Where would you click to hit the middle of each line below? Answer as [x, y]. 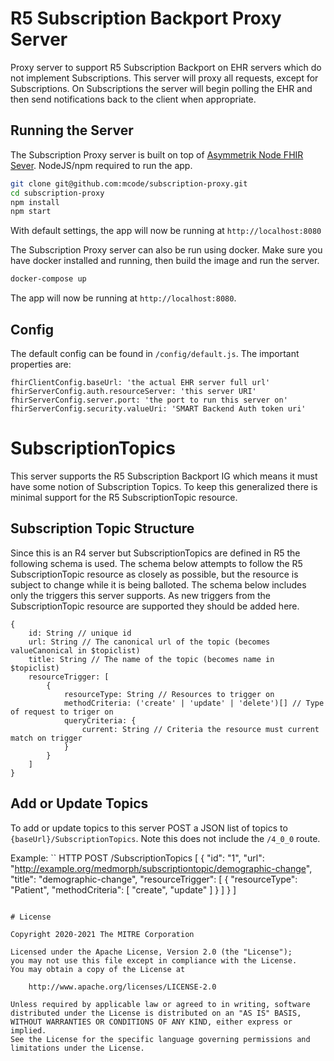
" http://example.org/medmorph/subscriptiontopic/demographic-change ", [161, 868]
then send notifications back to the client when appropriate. [133, 99]
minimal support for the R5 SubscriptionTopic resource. [124, 497]
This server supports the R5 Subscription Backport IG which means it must [164, 476]
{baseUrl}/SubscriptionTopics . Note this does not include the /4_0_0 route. [165, 838]
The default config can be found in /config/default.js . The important [155, 353]
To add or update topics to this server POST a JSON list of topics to [149, 828]
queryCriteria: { [100, 720]
